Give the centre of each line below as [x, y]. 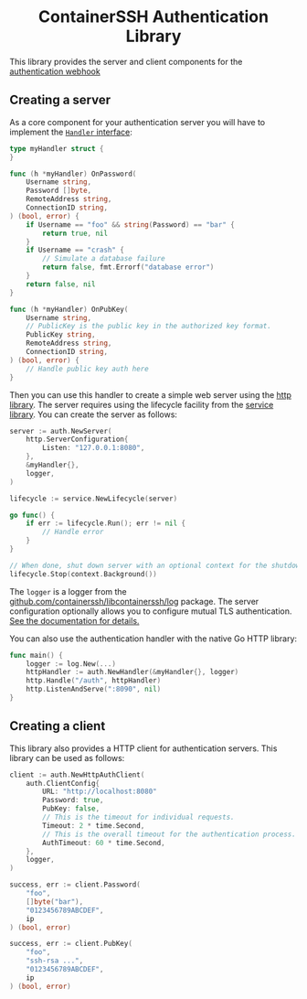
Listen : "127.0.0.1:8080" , [94, 448]
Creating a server [60, 100]
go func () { [32, 515]
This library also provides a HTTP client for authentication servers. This [143, 748]
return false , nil [61, 284]
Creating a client [58, 726]
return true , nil [75, 233]
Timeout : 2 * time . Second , [94, 825]
